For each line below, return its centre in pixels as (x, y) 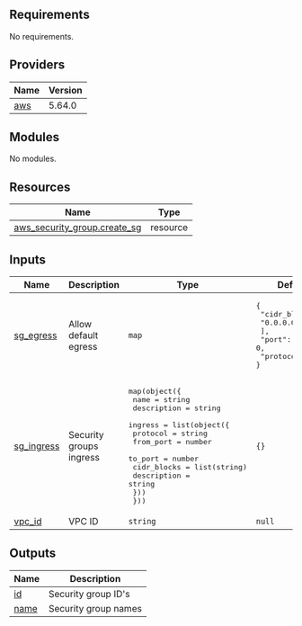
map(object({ (155, 392)
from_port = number (173, 442)
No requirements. (42, 36)
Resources (40, 187)
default (84, 335)
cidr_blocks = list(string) (190, 467)
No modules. (33, 159)
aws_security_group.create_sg (78, 228)
